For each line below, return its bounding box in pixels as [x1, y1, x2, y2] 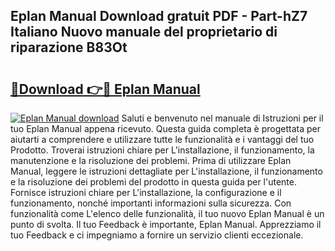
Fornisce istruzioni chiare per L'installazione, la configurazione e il [10, 187, 282, 198]
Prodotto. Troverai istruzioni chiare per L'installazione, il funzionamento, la [10, 144, 315, 156]
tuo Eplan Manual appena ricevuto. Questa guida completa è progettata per [10, 123, 321, 134]
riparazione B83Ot [10, 39, 128, 56]
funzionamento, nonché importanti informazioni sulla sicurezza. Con [10, 197, 292, 209]
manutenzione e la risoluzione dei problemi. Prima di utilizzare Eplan [10, 155, 292, 166]
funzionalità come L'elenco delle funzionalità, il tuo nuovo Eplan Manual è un [10, 208, 325, 219]
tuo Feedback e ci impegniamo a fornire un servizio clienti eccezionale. [10, 229, 304, 241]
